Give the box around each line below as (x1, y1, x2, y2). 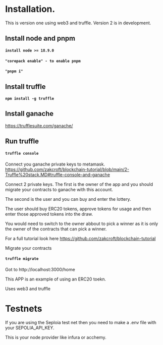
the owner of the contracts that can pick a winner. (5, 226, 107, 231)
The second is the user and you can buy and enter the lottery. (5, 196, 131, 202)
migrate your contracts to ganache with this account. (5, 186, 113, 192)
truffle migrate (5, 256, 39, 261)
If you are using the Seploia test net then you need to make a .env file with (5, 319, 157, 325)
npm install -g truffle (5, 96, 54, 101)
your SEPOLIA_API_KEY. (5, 325, 54, 331)
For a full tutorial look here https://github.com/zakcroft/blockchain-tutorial (5, 235, 156, 241)
